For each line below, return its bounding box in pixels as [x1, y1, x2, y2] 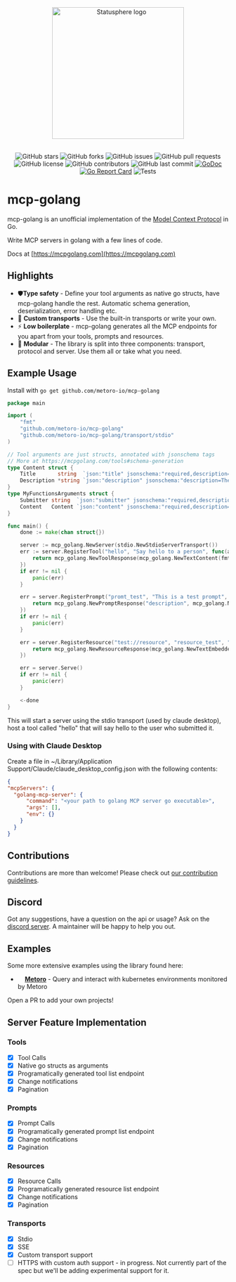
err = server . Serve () [20, 665, 83, 672]
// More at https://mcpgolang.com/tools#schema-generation [7, 457, 184, 464]
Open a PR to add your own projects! [7, 996, 114, 1005]
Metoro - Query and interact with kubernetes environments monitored [24, 975, 228, 983]
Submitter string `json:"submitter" [20, 497, 131, 504]
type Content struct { [7, 464, 74, 471]
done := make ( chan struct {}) [20, 529, 105, 536]
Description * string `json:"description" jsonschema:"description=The [20, 477, 231, 484]
